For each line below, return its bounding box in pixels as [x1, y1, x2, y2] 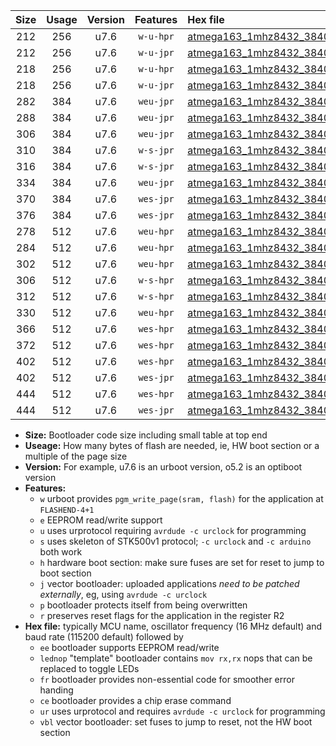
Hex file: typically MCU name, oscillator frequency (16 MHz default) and [24, 620, 323, 632]
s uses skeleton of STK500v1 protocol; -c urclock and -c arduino [39, 535, 312, 547]
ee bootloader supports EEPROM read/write [39, 642, 220, 653]
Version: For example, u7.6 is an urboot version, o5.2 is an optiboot [24, 461, 303, 473]
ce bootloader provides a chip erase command [39, 695, 232, 706]
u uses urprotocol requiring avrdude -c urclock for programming [39, 525, 307, 536]
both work [39, 546, 83, 558]
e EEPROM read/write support [39, 514, 163, 526]
